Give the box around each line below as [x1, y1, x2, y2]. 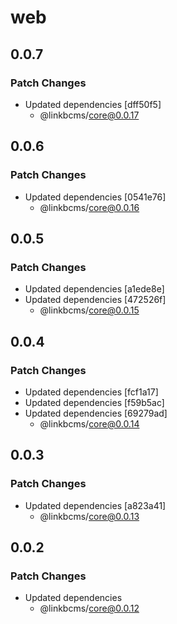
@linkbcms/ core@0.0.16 [39, 201, 140, 213]
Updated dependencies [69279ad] [24, 407, 168, 419]
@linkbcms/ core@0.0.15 [39, 304, 140, 316]
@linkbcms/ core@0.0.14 [39, 417, 140, 430]
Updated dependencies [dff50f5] [24, 98, 162, 110]
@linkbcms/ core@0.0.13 [39, 510, 140, 522]
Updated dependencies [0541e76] [24, 191, 167, 203]
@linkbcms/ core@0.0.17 [39, 109, 140, 121]
